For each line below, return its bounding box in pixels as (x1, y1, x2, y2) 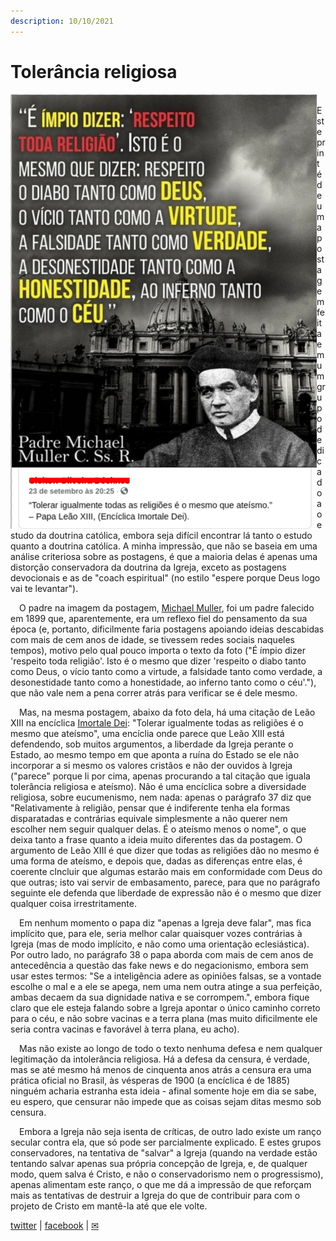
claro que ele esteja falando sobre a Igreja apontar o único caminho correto (10, 1001, 321, 1014)
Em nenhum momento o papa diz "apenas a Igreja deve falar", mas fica (19, 916, 312, 929)
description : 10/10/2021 (10, 16, 114, 26)
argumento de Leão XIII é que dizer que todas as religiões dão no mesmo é (10, 844, 320, 856)
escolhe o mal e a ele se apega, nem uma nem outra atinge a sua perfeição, (10, 980, 323, 992)
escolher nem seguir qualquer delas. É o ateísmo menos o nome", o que (10, 823, 307, 835)
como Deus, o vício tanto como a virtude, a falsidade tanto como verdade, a (10, 665, 323, 677)
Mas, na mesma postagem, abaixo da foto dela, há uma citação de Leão (19, 706, 316, 718)
